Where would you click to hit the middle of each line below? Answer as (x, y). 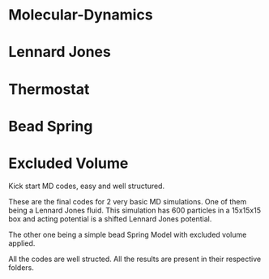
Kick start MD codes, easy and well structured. (86, 186)
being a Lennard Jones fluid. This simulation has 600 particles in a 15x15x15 (135, 210)
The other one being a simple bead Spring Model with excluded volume (128, 234)
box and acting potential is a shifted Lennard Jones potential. (110, 219)
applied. (22, 243)
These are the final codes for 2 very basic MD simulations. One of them (128, 201)
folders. (21, 267)
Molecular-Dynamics (81, 15)
